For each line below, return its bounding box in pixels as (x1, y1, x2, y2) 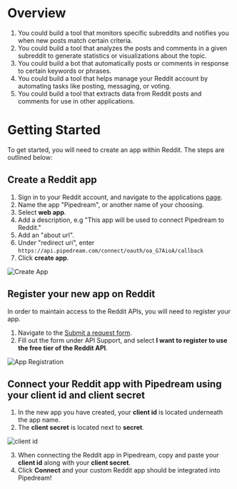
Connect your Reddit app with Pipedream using (7, 378, 222, 390)
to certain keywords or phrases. (17, 66, 112, 75)
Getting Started (7, 122, 101, 138)
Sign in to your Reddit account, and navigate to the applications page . (17, 193, 223, 201)
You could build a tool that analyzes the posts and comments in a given (17, 44, 227, 52)
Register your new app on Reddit (7, 288, 156, 301)
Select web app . (17, 208, 66, 216)
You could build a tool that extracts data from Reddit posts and (17, 89, 202, 98)
